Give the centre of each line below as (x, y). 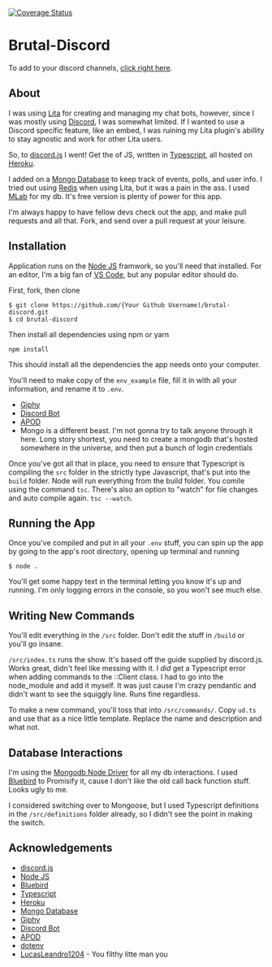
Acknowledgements (60, 848)
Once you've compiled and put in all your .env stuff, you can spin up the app (136, 543)
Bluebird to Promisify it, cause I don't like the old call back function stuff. (130, 781)
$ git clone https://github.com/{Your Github (86, 305)
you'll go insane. (36, 644)
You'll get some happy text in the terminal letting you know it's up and (125, 582)
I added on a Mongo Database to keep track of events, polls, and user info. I (135, 179)
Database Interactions (66, 753)
